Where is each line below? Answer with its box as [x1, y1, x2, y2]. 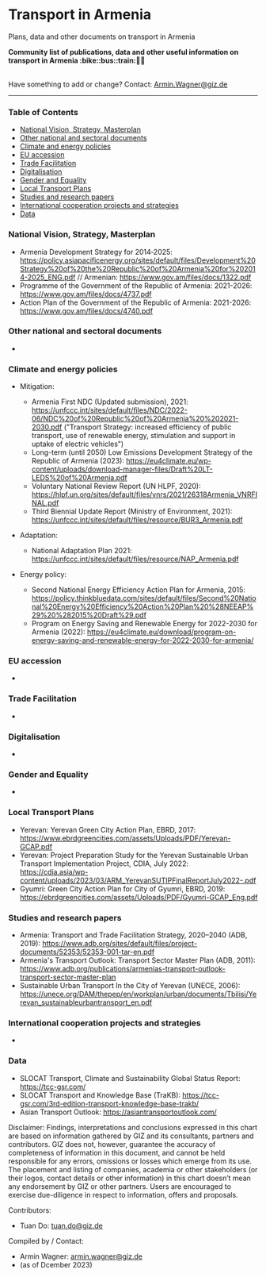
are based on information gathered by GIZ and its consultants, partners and [8, 1131, 255, 1140]
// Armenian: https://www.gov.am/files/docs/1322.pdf [77, 272, 252, 282]
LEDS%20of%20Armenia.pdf [31, 473, 128, 483]
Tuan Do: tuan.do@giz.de [19, 1221, 103, 1230]
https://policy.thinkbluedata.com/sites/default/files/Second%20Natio [31, 594, 256, 603]
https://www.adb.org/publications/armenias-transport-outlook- [19, 964, 226, 973]
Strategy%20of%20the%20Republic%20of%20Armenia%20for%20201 [19, 263, 256, 273]
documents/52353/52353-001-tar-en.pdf [19, 947, 155, 956]
